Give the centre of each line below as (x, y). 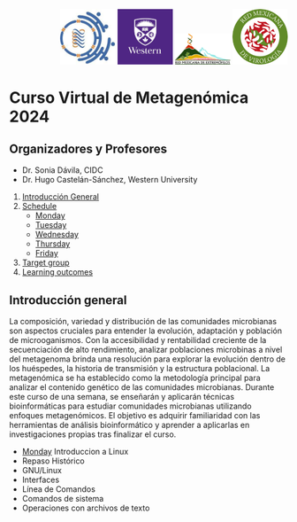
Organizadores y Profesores (88, 149)
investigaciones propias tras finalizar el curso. (93, 434)
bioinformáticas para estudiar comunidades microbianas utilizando (130, 406)
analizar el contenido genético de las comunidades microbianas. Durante (142, 387)
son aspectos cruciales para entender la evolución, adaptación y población (146, 331)
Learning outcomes (57, 272)
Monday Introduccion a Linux (75, 452)
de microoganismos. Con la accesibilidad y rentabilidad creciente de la (138, 340)
